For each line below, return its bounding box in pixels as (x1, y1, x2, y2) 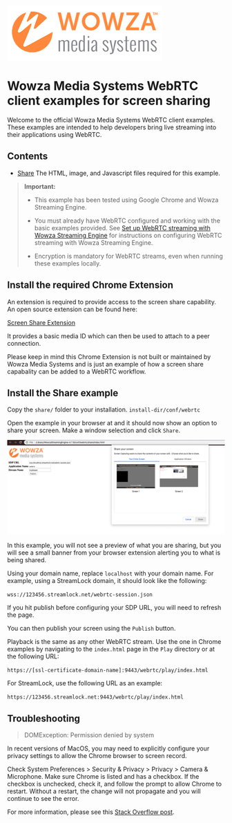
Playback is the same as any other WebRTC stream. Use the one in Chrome (7, 638, 222, 646)
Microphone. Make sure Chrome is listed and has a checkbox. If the (7, 773, 200, 781)
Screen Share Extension (7, 318, 76, 326)
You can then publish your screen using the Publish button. (7, 625, 176, 633)
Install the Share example (7, 387, 119, 399)
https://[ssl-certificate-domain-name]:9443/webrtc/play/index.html (7, 667, 209, 674)
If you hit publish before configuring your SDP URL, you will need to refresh (7, 604, 222, 612)
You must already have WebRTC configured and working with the (34, 216, 221, 225)
